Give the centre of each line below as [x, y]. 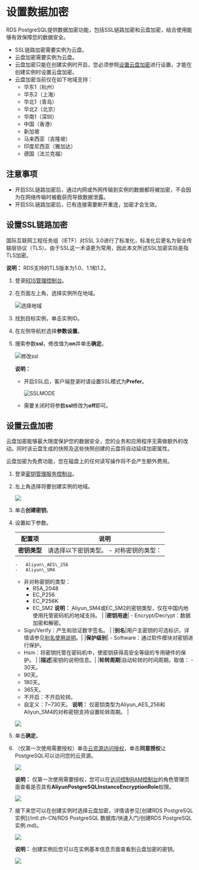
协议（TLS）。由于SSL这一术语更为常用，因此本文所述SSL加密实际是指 [102, 247]
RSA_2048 [45, 589]
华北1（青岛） [40, 101]
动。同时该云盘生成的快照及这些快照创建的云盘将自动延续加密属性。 [89, 449]
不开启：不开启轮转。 [50, 697]
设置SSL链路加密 [37, 225]
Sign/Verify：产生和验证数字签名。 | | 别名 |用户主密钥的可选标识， [104, 630]
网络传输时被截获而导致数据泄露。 [67, 197]
